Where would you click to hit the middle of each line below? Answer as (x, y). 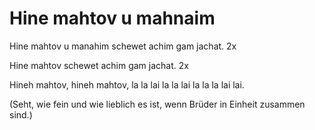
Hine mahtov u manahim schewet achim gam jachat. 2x (123, 46)
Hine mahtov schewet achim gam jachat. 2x (99, 65)
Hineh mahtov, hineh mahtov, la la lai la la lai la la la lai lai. (127, 84)
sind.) (21, 114)
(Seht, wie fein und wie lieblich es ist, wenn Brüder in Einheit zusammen (157, 104)
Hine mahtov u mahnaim (112, 18)
